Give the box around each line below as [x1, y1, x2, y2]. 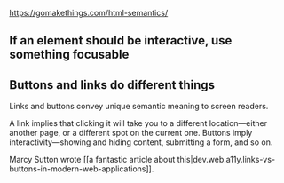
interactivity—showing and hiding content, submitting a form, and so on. [9, 137, 273, 147]
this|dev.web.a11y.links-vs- [177, 155, 276, 165]
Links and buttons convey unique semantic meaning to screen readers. [9, 101, 269, 112]
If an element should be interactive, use [9, 33, 233, 48]
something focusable [9, 47, 130, 62]
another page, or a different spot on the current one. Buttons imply [9, 128, 253, 139]
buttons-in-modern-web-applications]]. [9, 163, 154, 174]
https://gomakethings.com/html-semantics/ [9, 8, 169, 18]
